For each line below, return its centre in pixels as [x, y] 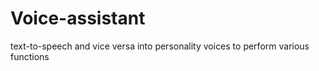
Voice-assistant [78, 18]
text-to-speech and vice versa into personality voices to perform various [160, 46]
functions [30, 56]
